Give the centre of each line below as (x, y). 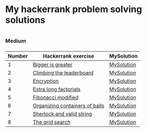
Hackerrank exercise (68, 56)
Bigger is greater (52, 65)
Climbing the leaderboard (63, 73)
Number (18, 56)
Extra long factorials (57, 90)
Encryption (46, 81)
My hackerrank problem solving (74, 9)
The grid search (52, 122)
